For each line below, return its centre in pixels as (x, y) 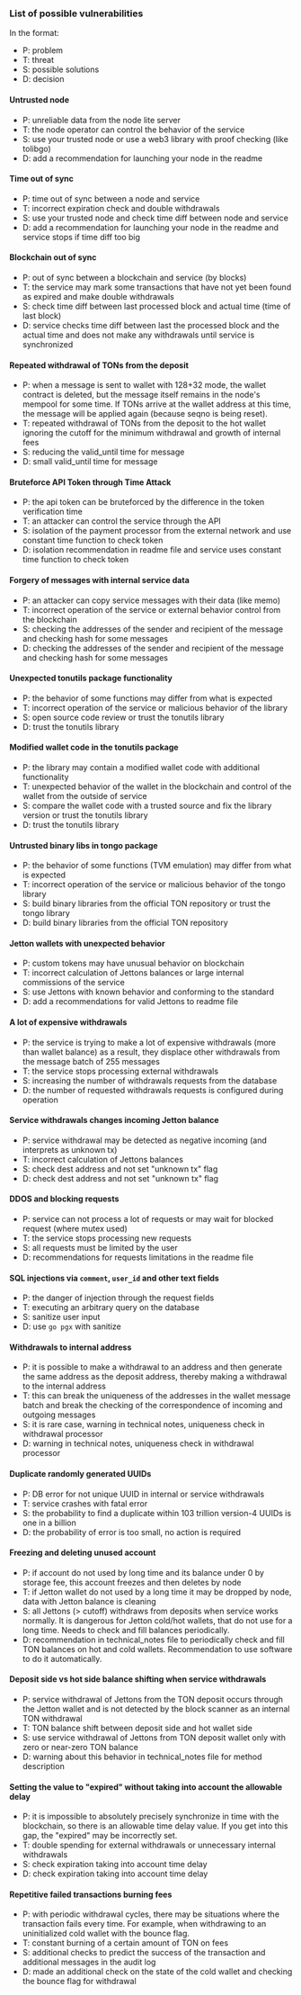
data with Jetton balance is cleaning (89, 1601)
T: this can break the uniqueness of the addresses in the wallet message (156, 1396)
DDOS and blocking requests (64, 1199)
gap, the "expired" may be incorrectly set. (100, 1836)
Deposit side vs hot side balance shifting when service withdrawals (138, 1679)
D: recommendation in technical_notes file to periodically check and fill (153, 1640)
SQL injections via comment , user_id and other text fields (115, 1278)
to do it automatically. (62, 1658)
